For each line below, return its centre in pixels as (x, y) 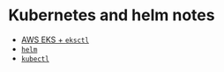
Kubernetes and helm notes (112, 15)
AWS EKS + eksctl (55, 40)
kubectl (35, 59)
